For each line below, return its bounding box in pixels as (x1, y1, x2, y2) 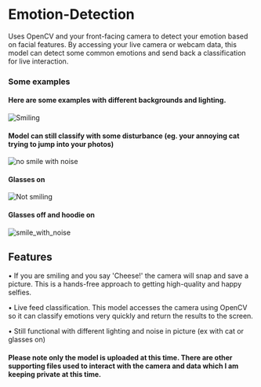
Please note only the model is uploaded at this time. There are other (8, 353, 233, 363)
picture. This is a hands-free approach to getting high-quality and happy (8, 279, 241, 289)
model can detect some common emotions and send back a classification (8, 48, 246, 57)
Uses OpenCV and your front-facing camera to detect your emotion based (8, 31, 248, 41)
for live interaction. (8, 57, 69, 66)
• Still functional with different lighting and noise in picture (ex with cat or (8, 327, 245, 336)
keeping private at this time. (8, 370, 102, 379)
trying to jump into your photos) (8, 139, 114, 148)
